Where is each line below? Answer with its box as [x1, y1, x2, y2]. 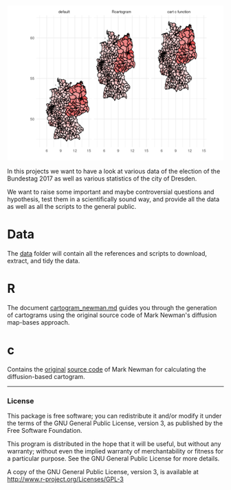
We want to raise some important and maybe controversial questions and [7, 188, 214, 196]
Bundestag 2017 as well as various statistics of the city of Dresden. [7, 174, 197, 183]
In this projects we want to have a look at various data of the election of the [7, 167, 221, 176]
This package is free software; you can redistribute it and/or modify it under [7, 412, 222, 420]
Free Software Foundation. [7, 427, 82, 435]
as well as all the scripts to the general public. [7, 203, 137, 211]
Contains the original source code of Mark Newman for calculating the [7, 365, 206, 374]
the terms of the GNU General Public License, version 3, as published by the [7, 419, 223, 427]
